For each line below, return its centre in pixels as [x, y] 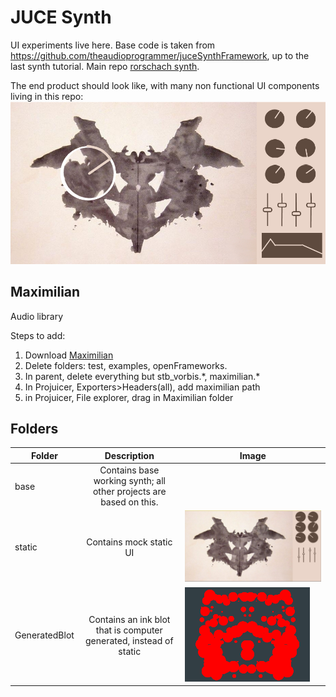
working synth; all [129, 481]
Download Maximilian [69, 355]
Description [129, 455]
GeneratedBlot [44, 635]
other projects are [129, 492]
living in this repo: [47, 96]
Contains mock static [129, 542]
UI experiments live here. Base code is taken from [113, 45]
